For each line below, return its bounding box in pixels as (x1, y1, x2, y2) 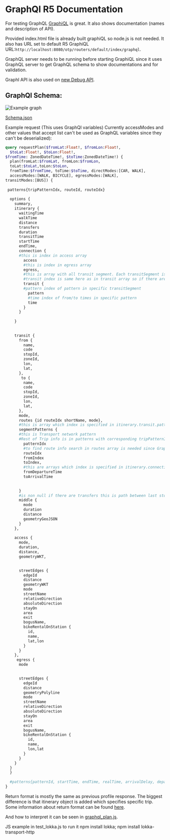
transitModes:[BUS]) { (5, 178, 53, 183)
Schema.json (5, 114, 33, 120)
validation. (5, 67, 27, 73)
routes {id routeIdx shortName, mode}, (18, 417, 103, 423)
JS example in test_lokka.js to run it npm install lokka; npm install (5, 823, 140, 829)
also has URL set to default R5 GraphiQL (5, 40, 90, 47)
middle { (18, 497, 37, 503)
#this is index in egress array (23, 262, 92, 268)
